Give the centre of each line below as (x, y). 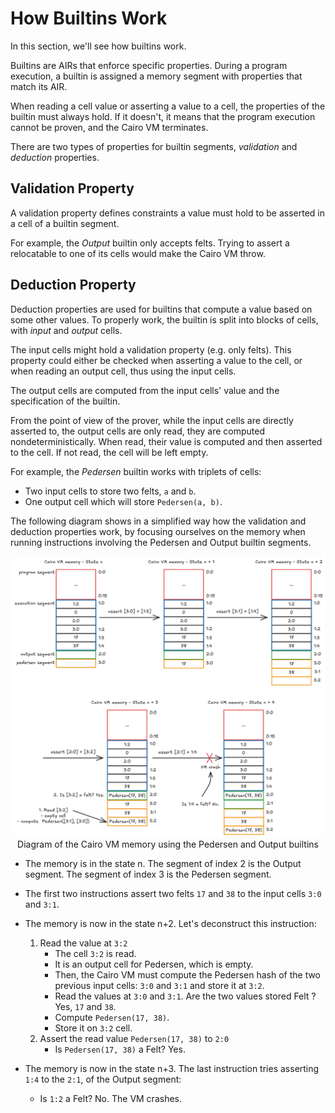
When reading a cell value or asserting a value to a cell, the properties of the (168, 106)
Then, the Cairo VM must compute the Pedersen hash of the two (188, 975)
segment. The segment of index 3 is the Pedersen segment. (148, 874)
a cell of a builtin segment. (65, 223)
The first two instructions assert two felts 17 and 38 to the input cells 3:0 (173, 894)
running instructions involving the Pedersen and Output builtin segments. (161, 542)
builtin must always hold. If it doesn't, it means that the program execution (163, 116)
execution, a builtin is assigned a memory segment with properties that (156, 76)
